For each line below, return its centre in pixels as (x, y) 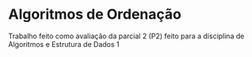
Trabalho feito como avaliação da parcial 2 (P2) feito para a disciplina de (126, 36)
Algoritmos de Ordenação (95, 14)
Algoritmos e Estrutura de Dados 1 (64, 44)
